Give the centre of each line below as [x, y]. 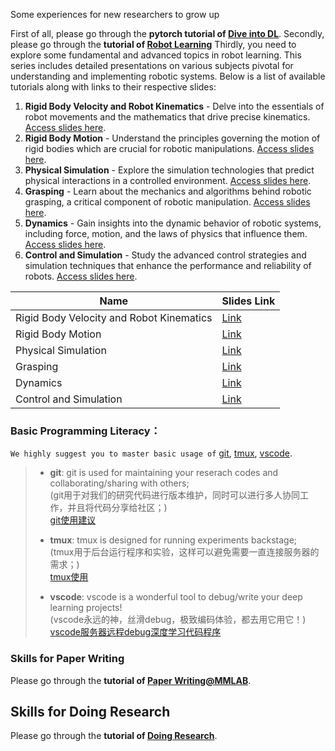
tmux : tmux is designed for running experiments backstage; [173, 540]
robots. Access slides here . [81, 276]
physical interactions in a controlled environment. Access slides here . [168, 180]
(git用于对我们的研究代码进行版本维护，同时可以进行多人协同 [175, 495]
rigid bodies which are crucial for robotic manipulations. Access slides [169, 148]
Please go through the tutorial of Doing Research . [114, 736]
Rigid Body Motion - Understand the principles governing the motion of [172, 138]
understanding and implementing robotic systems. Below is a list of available [168, 76]
